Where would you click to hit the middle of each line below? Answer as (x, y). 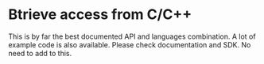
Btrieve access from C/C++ (100, 15)
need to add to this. (40, 53)
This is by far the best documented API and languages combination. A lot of (132, 36)
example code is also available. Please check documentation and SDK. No (130, 44)
